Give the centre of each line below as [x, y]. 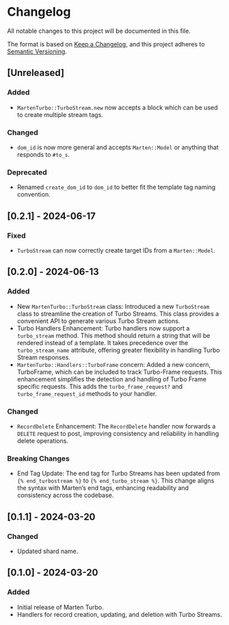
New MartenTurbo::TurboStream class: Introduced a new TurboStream [113, 306]
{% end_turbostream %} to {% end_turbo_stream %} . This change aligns [116, 481]
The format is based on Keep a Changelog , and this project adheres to [106, 44]
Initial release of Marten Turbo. [60, 607]
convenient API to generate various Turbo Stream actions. [98, 321]
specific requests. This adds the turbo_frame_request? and [100, 386]
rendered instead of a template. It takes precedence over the [103, 342]
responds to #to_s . [43, 154]
